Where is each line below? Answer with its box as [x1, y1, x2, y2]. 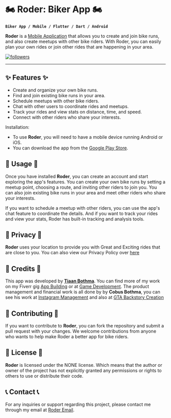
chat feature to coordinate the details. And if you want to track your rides [5, 210, 158, 216]
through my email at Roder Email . [5, 407, 75, 413]
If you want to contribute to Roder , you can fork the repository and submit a [5, 323, 164, 328]
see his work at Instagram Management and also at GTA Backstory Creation [5, 294, 164, 300]
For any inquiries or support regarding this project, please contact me [5, 401, 151, 407]
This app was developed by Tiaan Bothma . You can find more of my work [5, 278, 160, 284]
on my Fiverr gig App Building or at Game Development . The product [5, 283, 149, 290]
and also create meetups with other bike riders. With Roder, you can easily [5, 38, 161, 45]
